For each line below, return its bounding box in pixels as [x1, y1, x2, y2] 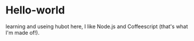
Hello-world [5, 4, 65, 17]
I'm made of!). [5, 29, 40, 36]
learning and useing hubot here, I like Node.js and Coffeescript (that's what [5, 23, 188, 30]
